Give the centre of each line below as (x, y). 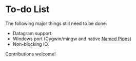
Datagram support (32, 33)
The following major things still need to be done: (56, 23)
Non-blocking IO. (31, 44)
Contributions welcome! (31, 54)
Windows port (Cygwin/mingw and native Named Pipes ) (72, 39)
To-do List (27, 9)
